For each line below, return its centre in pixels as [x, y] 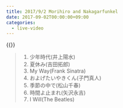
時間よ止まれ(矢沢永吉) [58, 93]
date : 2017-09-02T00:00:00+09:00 [48, 17]
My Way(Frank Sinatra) [58, 71]
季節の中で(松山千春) [55, 86]
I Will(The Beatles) [52, 99]
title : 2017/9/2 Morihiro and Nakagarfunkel [62, 12]
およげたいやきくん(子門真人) [65, 78]
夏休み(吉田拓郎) [50, 64]
